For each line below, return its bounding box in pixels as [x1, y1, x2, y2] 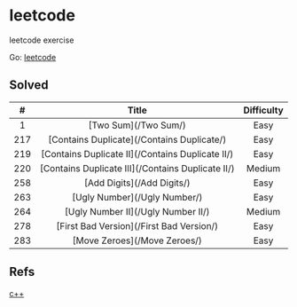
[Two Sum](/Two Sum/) [88, 119, 186, 131]
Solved [9, 77, 49, 93]
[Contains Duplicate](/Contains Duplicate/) [48, 133, 227, 146]
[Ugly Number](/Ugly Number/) [72, 191, 203, 203]
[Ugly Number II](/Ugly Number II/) [64, 205, 210, 217]
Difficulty [243, 104, 284, 116]
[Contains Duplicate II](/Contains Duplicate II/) [41, 147, 234, 160]
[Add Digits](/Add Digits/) [83, 177, 191, 189]
